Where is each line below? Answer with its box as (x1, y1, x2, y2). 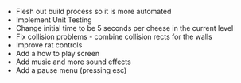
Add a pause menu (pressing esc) (15, 66, 127, 74)
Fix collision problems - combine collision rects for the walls (15, 32, 212, 41)
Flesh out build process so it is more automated (15, 7, 172, 16)
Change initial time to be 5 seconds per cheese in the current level (15, 24, 234, 32)
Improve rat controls (15, 40, 83, 50)
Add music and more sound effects (15, 57, 131, 66)
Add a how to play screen (15, 49, 100, 58)
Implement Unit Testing (15, 15, 93, 25)
